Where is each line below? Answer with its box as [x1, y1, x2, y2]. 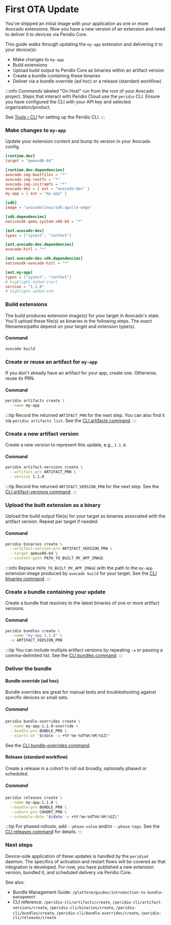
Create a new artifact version [5, 430, 79, 437]
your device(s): [5, 46, 37, 52]
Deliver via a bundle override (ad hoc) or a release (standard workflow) [12, 78, 162, 84]
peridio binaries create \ [5, 541, 63, 547]
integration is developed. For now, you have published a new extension [5, 864, 154, 870]
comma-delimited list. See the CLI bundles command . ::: [5, 653, 123, 659]
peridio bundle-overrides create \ [5, 719, 81, 724]
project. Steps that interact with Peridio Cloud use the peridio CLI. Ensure [5, 93, 160, 99]
